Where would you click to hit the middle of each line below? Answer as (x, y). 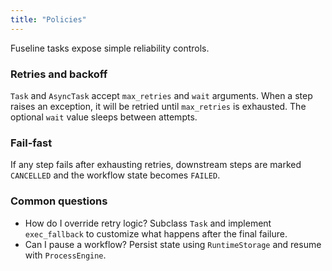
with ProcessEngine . (65, 255)
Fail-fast (31, 143)
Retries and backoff (59, 74)
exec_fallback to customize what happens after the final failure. (156, 233)
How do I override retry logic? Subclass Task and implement (148, 223)
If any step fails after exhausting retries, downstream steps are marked (156, 165)
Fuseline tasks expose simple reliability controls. (110, 48)
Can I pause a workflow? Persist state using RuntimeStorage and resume (173, 244)
